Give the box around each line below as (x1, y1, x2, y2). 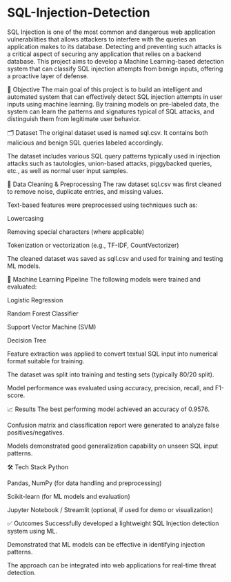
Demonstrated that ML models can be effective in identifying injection (7, 540, 205, 548)
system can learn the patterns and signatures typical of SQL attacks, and (7, 107, 214, 116)
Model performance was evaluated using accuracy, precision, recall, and (7, 383, 214, 392)
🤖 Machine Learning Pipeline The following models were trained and (7, 275, 201, 283)
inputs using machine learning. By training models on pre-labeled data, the (7, 100, 219, 108)
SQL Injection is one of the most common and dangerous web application (7, 28, 216, 36)
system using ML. (7, 527, 57, 535)
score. (7, 391, 26, 399)
